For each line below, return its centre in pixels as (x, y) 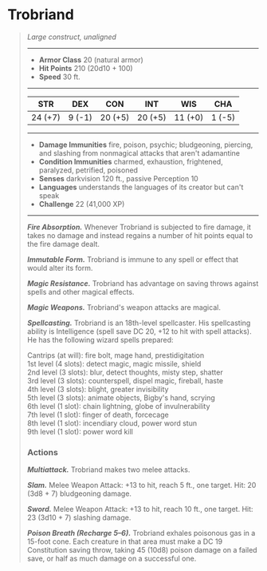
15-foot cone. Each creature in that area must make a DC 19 (125, 541)
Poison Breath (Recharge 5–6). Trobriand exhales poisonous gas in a (141, 533)
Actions (43, 452)
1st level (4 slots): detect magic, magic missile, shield (114, 363)
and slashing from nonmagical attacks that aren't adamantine (139, 153)
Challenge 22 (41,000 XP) (82, 204)
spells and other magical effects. (80, 291)
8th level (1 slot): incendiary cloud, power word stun (112, 423)
